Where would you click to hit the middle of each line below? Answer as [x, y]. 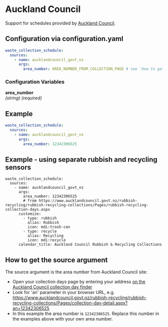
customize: [30, 214]
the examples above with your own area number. [62, 319]
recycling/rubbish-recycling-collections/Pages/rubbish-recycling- [77, 205]
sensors [18, 167]
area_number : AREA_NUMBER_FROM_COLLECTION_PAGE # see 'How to [89, 69]
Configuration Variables [35, 82]
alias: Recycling [45, 236]
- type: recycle [40, 231]
